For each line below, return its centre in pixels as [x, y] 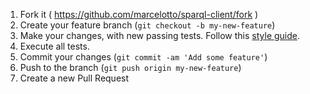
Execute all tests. [54, 46]
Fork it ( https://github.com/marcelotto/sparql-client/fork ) [139, 14]
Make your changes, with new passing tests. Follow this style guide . [160, 35]
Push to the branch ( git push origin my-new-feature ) [130, 67]
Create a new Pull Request [74, 78]
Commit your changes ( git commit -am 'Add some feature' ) [143, 57]
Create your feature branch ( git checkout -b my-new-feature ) [147, 25]
